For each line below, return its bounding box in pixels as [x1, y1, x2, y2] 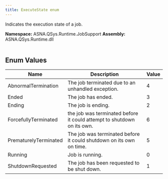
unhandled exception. [67, 86, 118, 93]
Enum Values [5, 56, 47, 65]
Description [90, 71, 119, 78]
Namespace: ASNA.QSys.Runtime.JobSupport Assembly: [5, 31, 126, 37]
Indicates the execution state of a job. [5, 21, 83, 27]
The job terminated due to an [67, 79, 136, 86]
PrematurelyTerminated [7, 137, 63, 144]
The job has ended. [67, 94, 113, 101]
